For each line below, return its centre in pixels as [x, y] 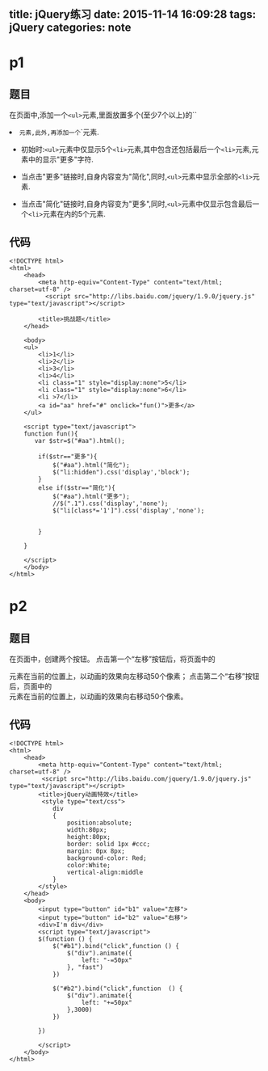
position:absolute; [99, 823]
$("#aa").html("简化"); [91, 466]
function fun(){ [51, 434]
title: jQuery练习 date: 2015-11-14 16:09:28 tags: [133, 15]
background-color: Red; [107, 858]
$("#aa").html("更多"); [91, 497]
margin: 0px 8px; [96, 851]
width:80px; [87, 830]
